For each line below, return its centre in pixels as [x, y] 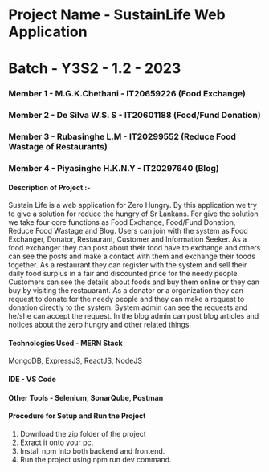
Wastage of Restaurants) [58, 147]
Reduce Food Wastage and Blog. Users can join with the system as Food [128, 231]
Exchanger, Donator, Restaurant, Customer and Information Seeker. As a [128, 239]
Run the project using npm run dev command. [96, 459]
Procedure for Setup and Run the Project [77, 416]
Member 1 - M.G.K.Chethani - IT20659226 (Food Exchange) [127, 94]
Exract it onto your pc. [57, 442]
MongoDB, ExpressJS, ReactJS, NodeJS [75, 361]
